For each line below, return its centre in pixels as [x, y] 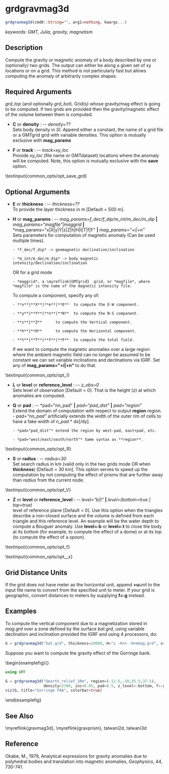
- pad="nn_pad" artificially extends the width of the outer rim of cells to [87, 416]
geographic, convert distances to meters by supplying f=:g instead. [75, 596]
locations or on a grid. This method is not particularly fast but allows [76, 71]
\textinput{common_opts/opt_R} [38, 449]
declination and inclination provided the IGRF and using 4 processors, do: [81, 634]
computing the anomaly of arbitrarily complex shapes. [61, 76]
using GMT [16, 672]
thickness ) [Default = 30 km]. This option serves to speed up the [80, 469]
